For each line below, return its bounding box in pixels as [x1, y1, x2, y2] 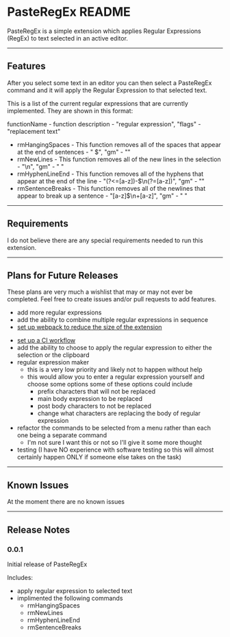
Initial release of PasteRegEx [7, 560, 88, 568]
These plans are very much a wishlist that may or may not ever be [7, 288, 193, 296]
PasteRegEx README [7, 4, 131, 20]
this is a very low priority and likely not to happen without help [27, 365, 203, 374]
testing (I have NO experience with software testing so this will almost [16, 445, 214, 454]
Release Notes [7, 524, 71, 535]
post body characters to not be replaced [37, 402, 152, 410]
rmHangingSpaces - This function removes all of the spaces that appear [16, 140, 221, 148]
